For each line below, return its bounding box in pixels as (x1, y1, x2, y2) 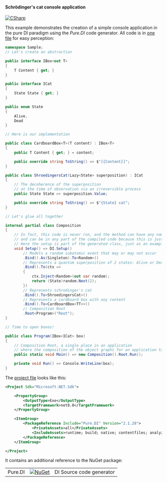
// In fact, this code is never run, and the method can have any (14, 232, 155, 237)
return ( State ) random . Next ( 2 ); (31, 279, 97, 284)
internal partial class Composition (5, 223, 81, 228)
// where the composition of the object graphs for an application (14, 347, 157, 352)
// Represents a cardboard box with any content (23, 297, 126, 302)
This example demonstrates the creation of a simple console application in (5, 25, 158, 31)
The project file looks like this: (5, 374, 67, 381)
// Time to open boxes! (5, 324, 55, 329)
